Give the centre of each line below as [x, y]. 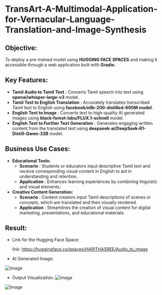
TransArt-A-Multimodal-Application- [81, 9]
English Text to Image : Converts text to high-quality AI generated [78, 113]
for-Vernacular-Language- [60, 19]
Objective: [21, 48]
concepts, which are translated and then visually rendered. [78, 202]
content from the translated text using [50, 128]
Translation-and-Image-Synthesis [76, 30]
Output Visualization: [33, 278]
